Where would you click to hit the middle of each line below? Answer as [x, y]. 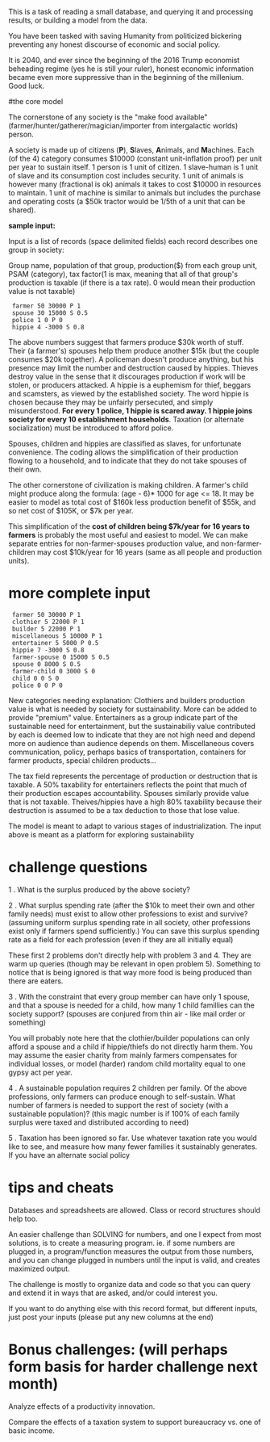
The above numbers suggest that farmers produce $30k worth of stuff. [126, 342]
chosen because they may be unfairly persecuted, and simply [111, 402]
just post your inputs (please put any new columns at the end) [111, 1317]
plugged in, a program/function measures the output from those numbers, [131, 1251]
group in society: [36, 250]
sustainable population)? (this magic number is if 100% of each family [124, 1113]
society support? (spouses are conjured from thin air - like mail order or [127, 1013]
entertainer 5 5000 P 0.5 [55, 643]
